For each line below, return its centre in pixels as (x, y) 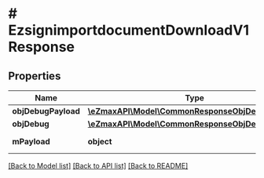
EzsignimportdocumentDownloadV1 (129, 30)
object (100, 142)
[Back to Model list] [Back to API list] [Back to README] (98, 166)
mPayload (31, 142)
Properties (35, 76)
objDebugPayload (46, 111)
